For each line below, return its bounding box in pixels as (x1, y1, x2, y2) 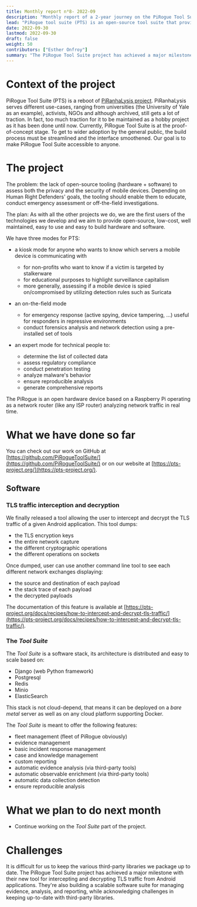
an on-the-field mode (14, 300, 67, 307)
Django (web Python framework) (14, 667, 94, 675)
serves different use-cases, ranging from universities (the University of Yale (6, 103, 189, 110)
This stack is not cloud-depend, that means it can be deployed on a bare (6, 704, 182, 711)
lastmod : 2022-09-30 (6, 31, 57, 36)
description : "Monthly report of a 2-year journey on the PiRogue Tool (6, 14, 185, 20)
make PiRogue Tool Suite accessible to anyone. (6, 140, 120, 147)
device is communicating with (14, 252, 87, 259)
